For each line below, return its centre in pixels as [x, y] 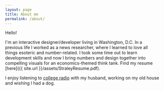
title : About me [22, 14]
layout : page [18, 10]
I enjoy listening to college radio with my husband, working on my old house [82, 78]
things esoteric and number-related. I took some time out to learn [71, 53]
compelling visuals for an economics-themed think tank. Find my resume [79, 63]
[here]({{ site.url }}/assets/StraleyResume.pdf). [53, 68]
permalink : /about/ [25, 19]
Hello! [11, 33]
